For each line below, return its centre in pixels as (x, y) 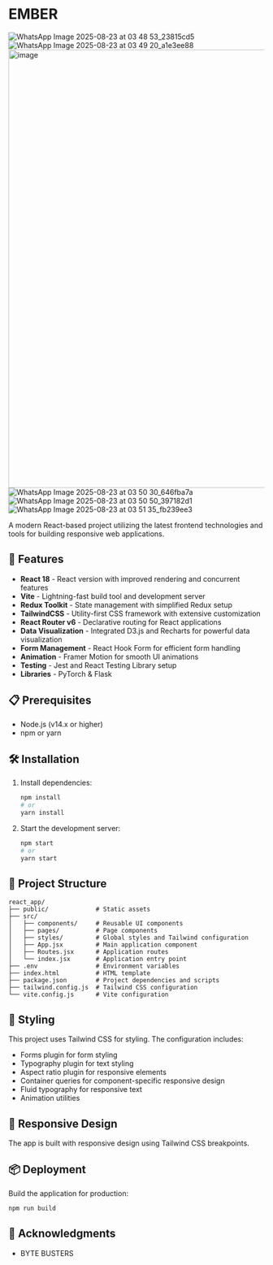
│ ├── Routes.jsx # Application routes (89, 952)
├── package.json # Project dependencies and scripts (114, 981)
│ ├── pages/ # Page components (83, 931)
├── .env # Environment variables (94, 966)
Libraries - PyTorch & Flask (66, 674)
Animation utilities (50, 1098)
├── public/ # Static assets (80, 910)
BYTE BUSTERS (47, 1253)
